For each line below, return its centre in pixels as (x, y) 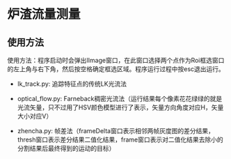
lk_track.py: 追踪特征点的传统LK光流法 (72, 84)
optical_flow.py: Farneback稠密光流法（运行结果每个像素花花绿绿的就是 (120, 99)
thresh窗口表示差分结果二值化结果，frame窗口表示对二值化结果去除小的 (120, 139)
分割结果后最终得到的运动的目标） (66, 148)
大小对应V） (35, 116)
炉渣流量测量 (44, 14)
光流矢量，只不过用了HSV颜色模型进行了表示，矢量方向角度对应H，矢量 (120, 107)
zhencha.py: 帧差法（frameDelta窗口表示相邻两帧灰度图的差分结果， (115, 131)
